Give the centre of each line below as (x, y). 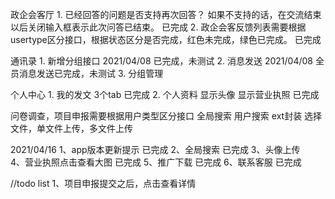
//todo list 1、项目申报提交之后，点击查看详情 (103, 183)
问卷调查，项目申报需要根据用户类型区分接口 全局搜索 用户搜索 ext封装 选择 (166, 116)
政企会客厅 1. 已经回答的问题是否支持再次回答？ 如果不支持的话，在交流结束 (166, 14)
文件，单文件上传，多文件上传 (71, 128)
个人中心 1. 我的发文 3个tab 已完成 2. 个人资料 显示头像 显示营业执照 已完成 (165, 94)
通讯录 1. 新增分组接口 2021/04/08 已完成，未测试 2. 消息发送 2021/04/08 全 (167, 61)
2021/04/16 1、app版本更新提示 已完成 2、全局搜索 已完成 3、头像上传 (155, 149)
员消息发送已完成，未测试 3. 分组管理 (87, 73)
